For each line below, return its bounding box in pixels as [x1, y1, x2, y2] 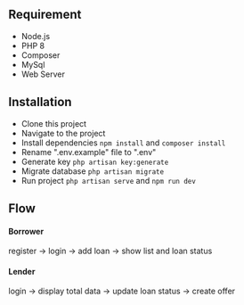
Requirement [8, 7, 82, 22]
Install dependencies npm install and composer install [20, 137, 226, 148]
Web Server [20, 69, 66, 79]
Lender [8, 266, 36, 276]
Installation [8, 95, 72, 110]
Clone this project [20, 118, 86, 128]
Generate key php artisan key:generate [20, 156, 169, 167]
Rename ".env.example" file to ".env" [20, 146, 157, 157]
